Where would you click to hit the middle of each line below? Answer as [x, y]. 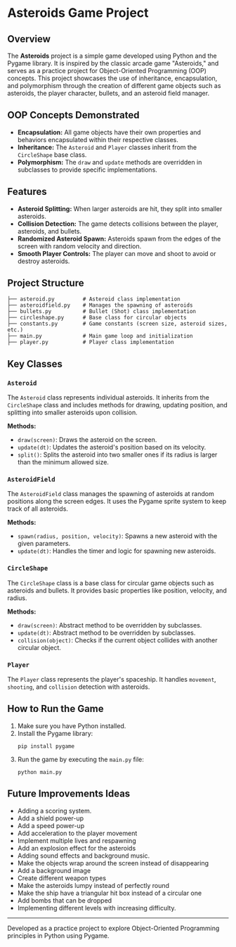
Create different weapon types [62, 878]
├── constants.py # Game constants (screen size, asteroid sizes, [118, 324]
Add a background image [54, 870]
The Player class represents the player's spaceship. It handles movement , [112, 680]
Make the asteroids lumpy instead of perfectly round [93, 885]
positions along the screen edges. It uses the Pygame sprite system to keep [117, 502]
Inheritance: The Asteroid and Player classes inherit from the [107, 147]
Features [27, 192]
